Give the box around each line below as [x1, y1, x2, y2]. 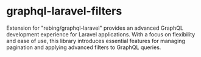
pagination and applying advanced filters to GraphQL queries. [6, 44, 161, 51]
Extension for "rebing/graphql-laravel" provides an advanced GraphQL [6, 24, 184, 32]
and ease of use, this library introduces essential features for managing [6, 37, 186, 44]
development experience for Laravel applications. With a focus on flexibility [6, 30, 196, 38]
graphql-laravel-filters [6, 4, 122, 18]
